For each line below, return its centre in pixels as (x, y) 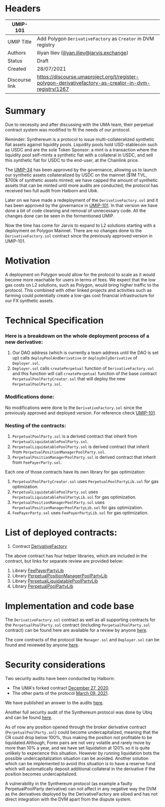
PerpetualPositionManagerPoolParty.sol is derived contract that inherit (84, 457)
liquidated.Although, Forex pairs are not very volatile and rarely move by (78, 743)
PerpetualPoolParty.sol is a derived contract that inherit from (75, 436)
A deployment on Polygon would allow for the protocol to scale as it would (80, 274)
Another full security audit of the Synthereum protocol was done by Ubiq (79, 712)
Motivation (28, 261)
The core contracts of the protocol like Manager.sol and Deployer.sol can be (82, 639)
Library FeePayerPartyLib (38, 570)
